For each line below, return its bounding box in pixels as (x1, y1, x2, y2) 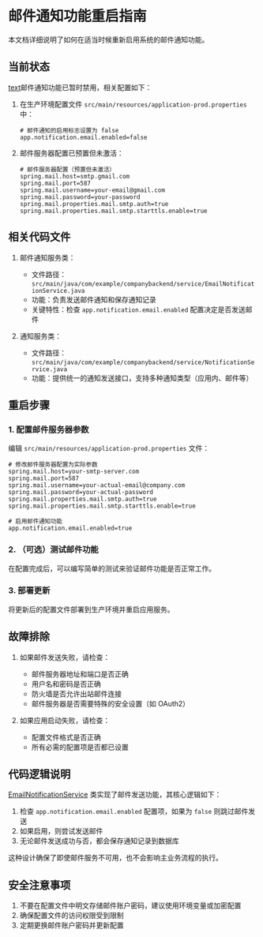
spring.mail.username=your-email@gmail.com (19, 186, 166, 194)
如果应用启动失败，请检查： (19, 715, 111, 725)
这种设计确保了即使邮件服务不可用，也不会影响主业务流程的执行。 (8, 853, 223, 863)
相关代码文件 (8, 231, 71, 244)
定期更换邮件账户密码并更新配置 (19, 920, 124, 930)
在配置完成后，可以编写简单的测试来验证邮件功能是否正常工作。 (8, 564, 216, 573)
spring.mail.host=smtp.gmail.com (19, 172, 130, 180)
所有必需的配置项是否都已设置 (31, 742, 129, 751)
